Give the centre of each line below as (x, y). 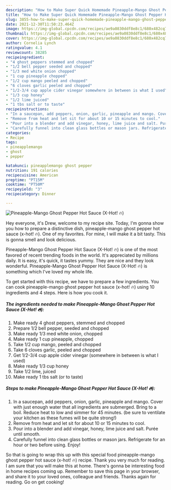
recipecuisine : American (32, 175)
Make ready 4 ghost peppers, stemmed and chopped (69, 323)
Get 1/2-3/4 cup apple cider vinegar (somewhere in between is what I (86, 355)
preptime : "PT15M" (25, 180)
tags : (11, 142)
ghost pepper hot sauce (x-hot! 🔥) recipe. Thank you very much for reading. (85, 460)
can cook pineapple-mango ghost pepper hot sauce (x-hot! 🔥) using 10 (80, 287)
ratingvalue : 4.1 (24, 48)
